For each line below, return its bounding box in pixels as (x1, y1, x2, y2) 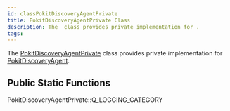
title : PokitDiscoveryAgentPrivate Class (7, 17, 131, 24)
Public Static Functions (7, 77, 111, 89)
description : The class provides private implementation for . (7, 23, 200, 30)
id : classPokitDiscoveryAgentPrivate (7, 10, 118, 18)
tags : (7, 30, 23, 37)
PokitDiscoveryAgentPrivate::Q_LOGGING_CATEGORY (7, 96, 163, 104)
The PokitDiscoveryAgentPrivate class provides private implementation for (7, 49, 223, 58)
